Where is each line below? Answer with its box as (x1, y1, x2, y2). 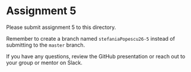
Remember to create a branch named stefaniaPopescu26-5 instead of (6, 35, 175, 42)
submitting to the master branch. (6, 41, 85, 48)
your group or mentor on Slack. (6, 59, 83, 66)
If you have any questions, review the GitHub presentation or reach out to (6, 53, 186, 60)
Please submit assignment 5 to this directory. (6, 24, 116, 31)
